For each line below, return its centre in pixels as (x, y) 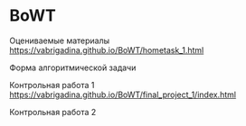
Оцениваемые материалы (60, 40)
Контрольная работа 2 (53, 112)
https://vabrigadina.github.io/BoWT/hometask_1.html (107, 49)
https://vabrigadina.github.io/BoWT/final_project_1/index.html (123, 94)
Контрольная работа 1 (52, 85)
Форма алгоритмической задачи (73, 67)
